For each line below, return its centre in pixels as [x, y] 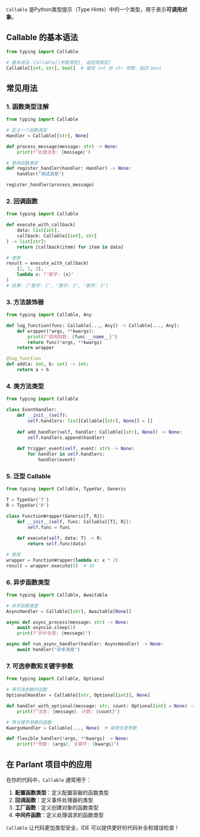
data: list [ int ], [38, 230]
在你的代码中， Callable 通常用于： [49, 780]
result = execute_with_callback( [48, 263]
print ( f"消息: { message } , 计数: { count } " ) [68, 711]
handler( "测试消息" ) [40, 174]
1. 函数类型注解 [28, 106]
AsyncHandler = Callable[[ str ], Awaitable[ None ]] [69, 611]
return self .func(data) [57, 544]
